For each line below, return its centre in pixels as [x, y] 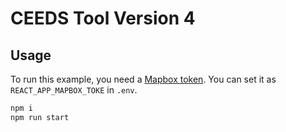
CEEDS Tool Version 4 [103, 18]
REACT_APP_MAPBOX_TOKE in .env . [74, 90]
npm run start [40, 117]
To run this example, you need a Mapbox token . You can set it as [143, 79]
